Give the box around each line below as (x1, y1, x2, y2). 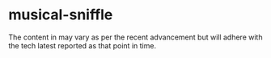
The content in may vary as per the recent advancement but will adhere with (8, 32, 263, 42)
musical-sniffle (8, 6, 113, 24)
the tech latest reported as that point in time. (8, 40, 156, 50)
